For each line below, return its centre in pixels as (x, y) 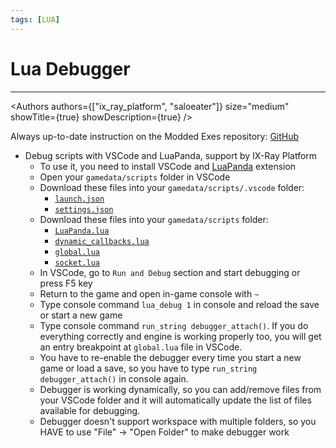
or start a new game (81, 315)
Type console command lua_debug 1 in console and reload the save (179, 304)
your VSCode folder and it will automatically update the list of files (175, 400)
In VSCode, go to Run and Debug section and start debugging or (170, 272)
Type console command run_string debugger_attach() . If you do (174, 325)
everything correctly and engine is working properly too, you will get (180, 336)
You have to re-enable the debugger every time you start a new (170, 357)
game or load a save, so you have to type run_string (148, 368)
